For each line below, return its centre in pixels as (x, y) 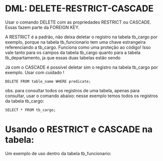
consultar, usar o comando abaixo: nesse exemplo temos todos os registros (81, 96)
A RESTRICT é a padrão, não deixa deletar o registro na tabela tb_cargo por (81, 37)
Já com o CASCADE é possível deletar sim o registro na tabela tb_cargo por (81, 67)
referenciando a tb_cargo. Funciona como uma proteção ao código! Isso (78, 47)
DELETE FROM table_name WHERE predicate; (48, 81)
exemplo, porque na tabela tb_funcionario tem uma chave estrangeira (75, 42)
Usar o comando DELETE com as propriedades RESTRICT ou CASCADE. (78, 22)
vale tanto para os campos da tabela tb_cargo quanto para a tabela (73, 53)
